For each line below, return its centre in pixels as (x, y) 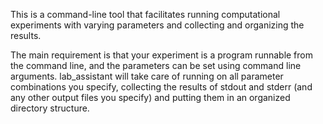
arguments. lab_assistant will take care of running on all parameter (147, 76)
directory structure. (50, 108)
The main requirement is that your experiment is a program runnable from (161, 55)
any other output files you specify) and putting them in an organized (150, 97)
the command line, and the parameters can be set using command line (156, 65)
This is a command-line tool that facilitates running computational (145, 14)
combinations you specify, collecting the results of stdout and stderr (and (161, 87)
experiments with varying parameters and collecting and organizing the (157, 25)
